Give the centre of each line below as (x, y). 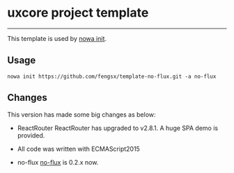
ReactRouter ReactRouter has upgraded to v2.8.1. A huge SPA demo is (117, 128)
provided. (31, 135)
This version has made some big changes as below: (81, 114)
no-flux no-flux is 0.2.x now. (58, 162)
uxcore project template (78, 13)
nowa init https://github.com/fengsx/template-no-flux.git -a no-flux (112, 76)
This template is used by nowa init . (57, 38)
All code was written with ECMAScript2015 (79, 149)
